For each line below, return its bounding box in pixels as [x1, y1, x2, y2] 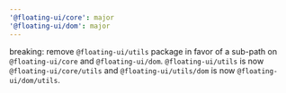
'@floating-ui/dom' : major [9, 21, 111, 30]
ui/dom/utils [9, 76, 58, 85]
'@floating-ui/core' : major [9, 13, 115, 22]
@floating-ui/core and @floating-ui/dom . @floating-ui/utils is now [9, 55, 264, 66]
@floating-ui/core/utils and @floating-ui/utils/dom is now [9, 64, 236, 76]
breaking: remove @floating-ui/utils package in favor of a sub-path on [9, 46, 277, 56]
